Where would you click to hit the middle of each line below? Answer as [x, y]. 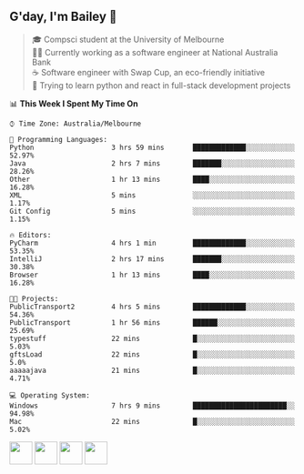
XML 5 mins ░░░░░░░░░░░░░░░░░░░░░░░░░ [152, 195]
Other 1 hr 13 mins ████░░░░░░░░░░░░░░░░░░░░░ [152, 179]
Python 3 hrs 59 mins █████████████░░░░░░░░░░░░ [152, 147]
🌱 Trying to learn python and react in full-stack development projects [161, 85]
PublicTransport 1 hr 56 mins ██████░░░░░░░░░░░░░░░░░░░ [152, 323]
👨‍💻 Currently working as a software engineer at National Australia [155, 52]
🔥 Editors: [30, 235]
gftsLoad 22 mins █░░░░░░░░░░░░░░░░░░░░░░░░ [152, 354]
